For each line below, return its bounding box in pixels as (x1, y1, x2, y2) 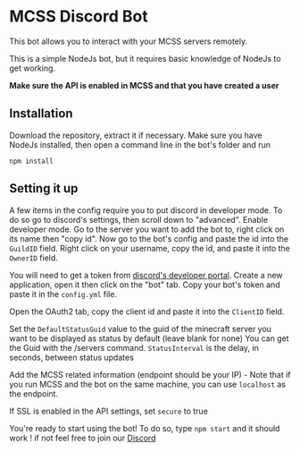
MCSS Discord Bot (9, 6, 149, 27)
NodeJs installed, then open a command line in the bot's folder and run (9, 139, 271, 149)
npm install (9, 157, 54, 166)
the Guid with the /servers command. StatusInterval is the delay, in (9, 342, 259, 353)
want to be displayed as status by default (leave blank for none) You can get (9, 333, 289, 344)
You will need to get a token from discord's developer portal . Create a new (9, 269, 283, 280)
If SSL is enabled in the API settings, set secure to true (9, 405, 208, 416)
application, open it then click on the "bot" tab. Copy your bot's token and (9, 279, 280, 290)
